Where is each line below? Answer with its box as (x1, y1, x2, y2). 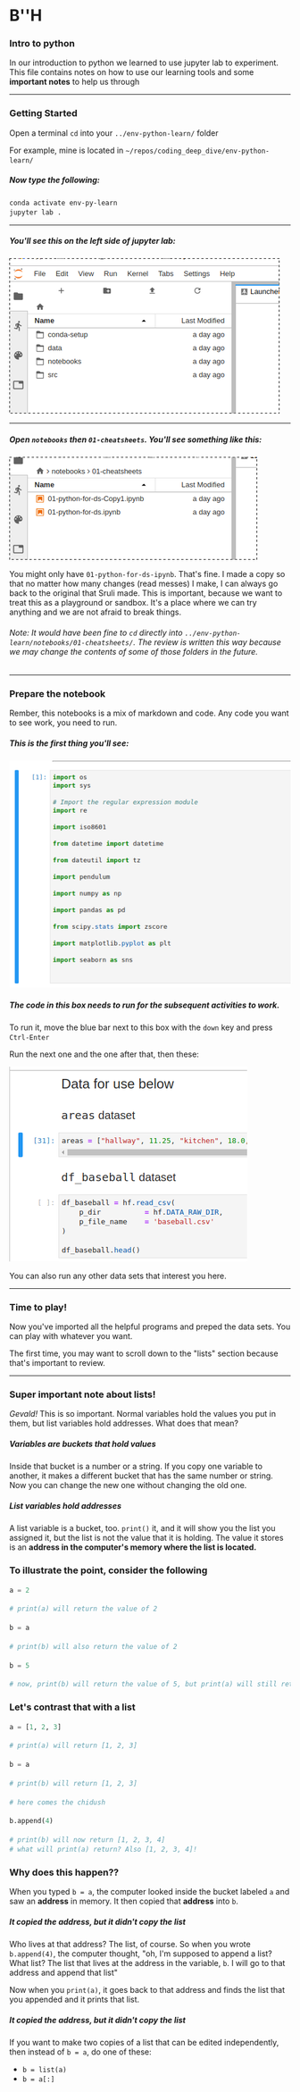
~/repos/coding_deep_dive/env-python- (125, 146, 270, 155)
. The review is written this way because (132, 637, 281, 648)
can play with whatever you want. (9, 1331, 133, 1342)
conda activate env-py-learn (9, 198, 118, 207)
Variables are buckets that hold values (9, 1439, 156, 1450)
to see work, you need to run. (9, 716, 118, 728)
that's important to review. (9, 1358, 105, 1368)
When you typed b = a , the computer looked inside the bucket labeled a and (9, 1887, 290, 1897)
